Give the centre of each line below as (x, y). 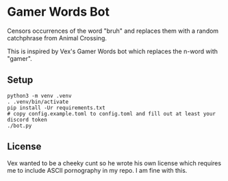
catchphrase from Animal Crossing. (57, 38)
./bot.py (20, 126)
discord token (27, 120)
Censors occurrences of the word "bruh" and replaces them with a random (113, 31)
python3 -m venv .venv (39, 96)
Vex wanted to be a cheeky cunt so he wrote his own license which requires (114, 163)
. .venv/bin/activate (38, 102)
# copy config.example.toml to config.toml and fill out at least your (111, 113)
